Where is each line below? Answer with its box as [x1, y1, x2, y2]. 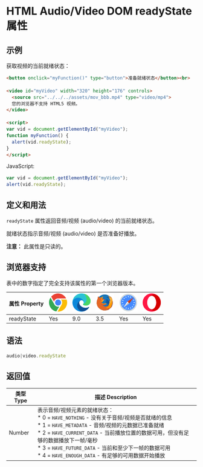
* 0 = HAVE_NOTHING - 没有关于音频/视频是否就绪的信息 [37, 414, 172, 422]
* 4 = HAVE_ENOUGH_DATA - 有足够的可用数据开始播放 [37, 452, 166, 459]
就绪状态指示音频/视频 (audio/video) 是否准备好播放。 [6, 230, 140, 237]
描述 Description [94, 393, 137, 400]
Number [8, 429, 30, 436]
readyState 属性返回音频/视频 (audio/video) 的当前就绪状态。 [6, 217, 158, 224]
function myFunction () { [6, 132, 69, 139]
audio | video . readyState [6, 353, 66, 359]
